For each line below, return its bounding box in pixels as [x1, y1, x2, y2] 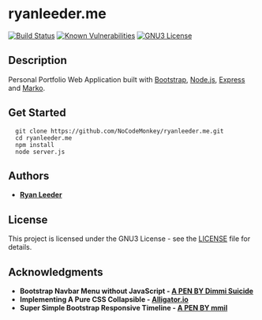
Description [8, 54, 67, 67]
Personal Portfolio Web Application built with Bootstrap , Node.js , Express [8, 74, 245, 84]
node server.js [15, 148, 65, 156]
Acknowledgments [8, 265, 104, 279]
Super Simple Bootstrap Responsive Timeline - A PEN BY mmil [19, 303, 228, 312]
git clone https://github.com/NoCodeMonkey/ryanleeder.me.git [15, 127, 224, 135]
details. [8, 243, 32, 252]
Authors [8, 169, 50, 183]
